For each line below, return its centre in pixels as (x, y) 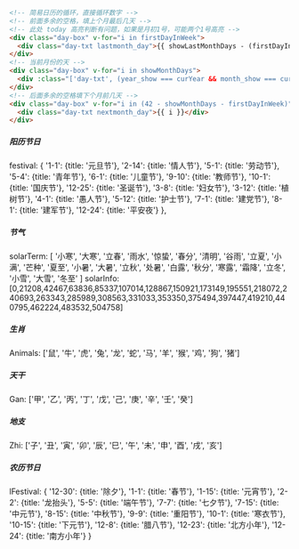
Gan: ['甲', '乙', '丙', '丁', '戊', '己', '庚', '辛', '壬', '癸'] (101, 400)
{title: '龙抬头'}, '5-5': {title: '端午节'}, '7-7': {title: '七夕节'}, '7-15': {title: (150, 503)
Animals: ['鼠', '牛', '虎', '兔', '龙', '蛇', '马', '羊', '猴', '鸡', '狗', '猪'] (125, 353)
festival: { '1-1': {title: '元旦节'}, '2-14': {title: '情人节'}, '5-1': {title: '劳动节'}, (145, 166)
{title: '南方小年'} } (58, 536)
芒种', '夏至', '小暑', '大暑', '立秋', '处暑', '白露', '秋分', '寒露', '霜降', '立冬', (156, 268)
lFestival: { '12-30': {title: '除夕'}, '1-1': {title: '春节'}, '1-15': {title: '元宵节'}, (142, 492)
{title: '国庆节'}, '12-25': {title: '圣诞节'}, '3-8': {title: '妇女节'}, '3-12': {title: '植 (149, 188)
